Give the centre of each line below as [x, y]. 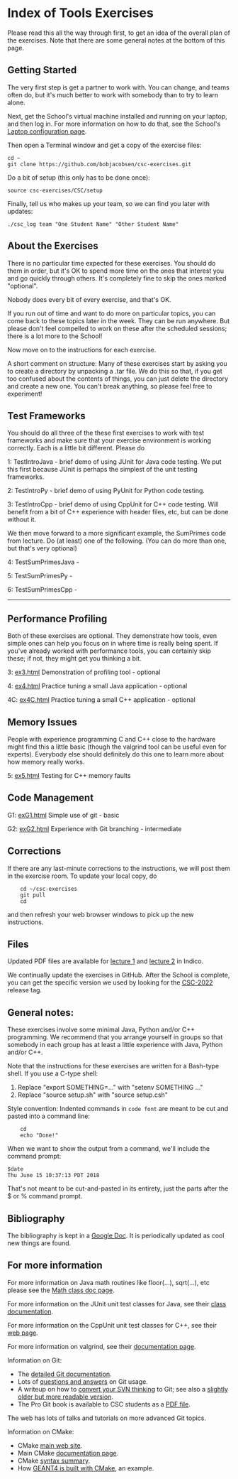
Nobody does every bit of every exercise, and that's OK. [89, 299]
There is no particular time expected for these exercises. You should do [112, 263]
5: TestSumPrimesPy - [40, 576]
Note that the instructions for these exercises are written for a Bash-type [113, 1066]
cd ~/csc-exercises [49, 889]
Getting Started [42, 70]
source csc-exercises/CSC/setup [55, 190]
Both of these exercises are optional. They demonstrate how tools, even [112, 636]
